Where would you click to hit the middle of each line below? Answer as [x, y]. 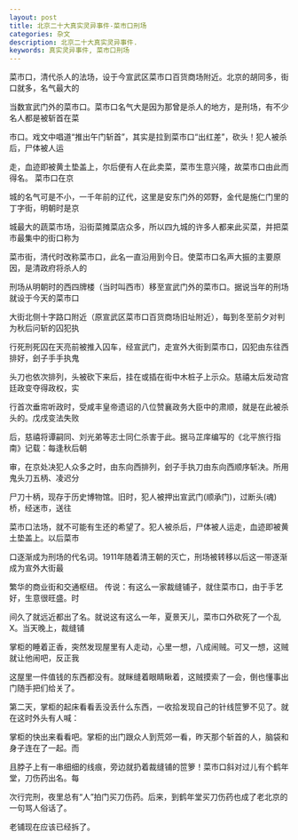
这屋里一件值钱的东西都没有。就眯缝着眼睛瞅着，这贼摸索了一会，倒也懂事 [145, 677]
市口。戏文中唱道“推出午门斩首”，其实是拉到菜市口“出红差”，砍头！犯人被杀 [148, 137]
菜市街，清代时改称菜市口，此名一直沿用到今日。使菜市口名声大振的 [133, 257]
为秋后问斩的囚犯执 [44, 328]
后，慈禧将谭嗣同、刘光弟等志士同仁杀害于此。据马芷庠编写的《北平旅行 [141, 437]
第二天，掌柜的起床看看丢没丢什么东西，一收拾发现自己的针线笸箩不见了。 [145, 707]
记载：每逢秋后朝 [55, 448]
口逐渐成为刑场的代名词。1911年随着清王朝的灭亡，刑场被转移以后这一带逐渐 [149, 557]
